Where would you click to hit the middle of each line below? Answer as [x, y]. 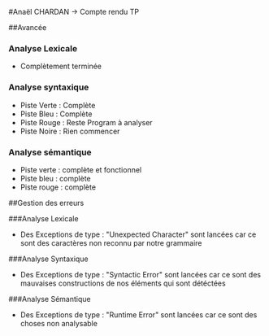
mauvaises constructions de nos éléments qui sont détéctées [123, 283]
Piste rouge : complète [58, 187]
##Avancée [28, 27]
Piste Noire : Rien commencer [70, 131]
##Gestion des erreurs [46, 203]
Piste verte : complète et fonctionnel [81, 169]
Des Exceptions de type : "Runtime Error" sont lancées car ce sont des [139, 314]
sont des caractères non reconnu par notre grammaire [111, 242]
